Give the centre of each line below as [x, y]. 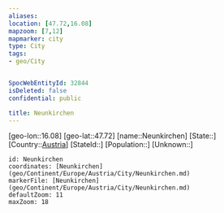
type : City [27, 46]
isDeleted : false [38, 90]
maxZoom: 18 [28, 202]
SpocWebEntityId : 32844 [49, 83]
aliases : [23, 16]
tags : [17, 54]
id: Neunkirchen [36, 159]
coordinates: [30, 167]
